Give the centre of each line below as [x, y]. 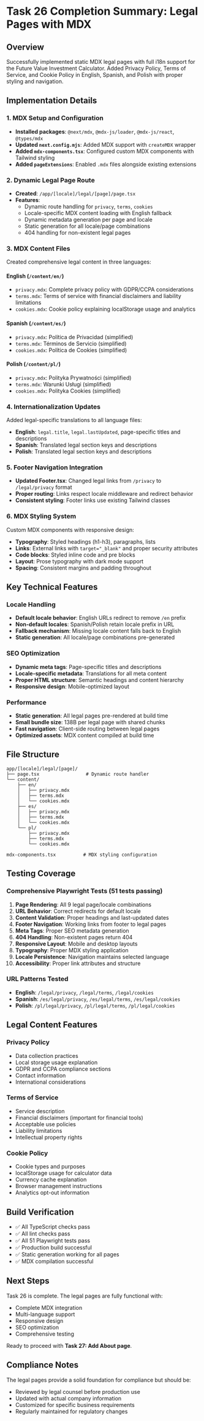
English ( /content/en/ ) [35, 276]
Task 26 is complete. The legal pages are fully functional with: [85, 1296]
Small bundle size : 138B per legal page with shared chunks [90, 722]
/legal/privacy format [43, 487]
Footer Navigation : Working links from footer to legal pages [91, 924]
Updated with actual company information [68, 1398]
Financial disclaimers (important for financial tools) [79, 1118]
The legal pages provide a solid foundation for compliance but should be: [99, 1380]
